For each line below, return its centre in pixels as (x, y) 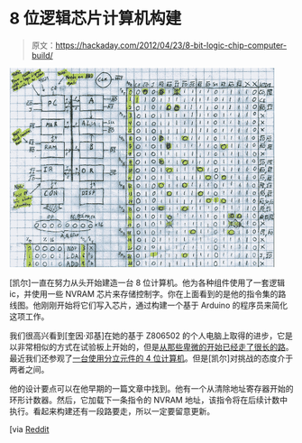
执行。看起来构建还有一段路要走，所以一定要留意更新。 (112, 411)
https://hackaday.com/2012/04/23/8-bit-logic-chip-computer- (171, 45)
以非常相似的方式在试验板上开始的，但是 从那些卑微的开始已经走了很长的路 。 (151, 346)
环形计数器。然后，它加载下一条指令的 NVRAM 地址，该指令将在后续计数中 (149, 400)
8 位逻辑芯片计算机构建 (96, 18)
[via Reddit (29, 429)
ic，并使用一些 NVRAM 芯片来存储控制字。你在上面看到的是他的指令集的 (144, 293)
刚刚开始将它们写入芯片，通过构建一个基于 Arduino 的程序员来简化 (164, 305)
